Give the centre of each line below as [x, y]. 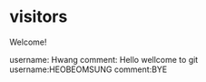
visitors [39, 17]
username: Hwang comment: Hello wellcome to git [104, 59]
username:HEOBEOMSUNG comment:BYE [88, 69]
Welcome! [28, 42]
